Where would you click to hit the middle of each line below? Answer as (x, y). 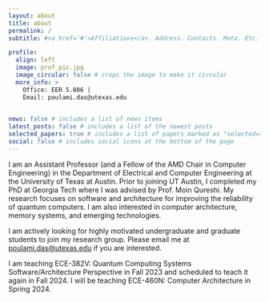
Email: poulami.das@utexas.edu (75, 97)
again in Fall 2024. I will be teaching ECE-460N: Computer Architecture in (129, 280)
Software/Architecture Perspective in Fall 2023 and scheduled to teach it (128, 272)
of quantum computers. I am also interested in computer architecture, (123, 207)
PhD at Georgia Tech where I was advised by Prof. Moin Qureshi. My (121, 190)
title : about (30, 23)
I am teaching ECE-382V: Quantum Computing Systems (100, 263)
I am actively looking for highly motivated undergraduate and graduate (124, 231)
